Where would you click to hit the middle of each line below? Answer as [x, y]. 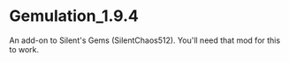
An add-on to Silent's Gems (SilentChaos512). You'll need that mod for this [145, 40]
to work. [24, 49]
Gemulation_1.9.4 [74, 16]
